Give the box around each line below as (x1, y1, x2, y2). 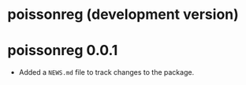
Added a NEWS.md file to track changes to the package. (18, 68, 195, 77)
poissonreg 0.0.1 (7, 42, 118, 60)
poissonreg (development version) (7, 6, 240, 24)
